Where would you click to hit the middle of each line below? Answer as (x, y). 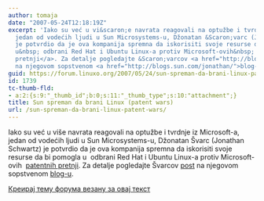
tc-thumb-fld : (31, 88)
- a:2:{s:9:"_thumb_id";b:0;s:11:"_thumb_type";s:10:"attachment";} (123, 95)
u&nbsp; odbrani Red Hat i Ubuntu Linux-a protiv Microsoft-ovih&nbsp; (135, 52)
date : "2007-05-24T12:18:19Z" (58, 23)
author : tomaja (33, 15)
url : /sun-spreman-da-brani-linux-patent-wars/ (88, 110)
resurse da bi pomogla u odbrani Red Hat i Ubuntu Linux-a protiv (114, 157)
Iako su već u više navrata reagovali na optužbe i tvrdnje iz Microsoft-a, (124, 132)
